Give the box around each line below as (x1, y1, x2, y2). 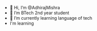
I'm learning (9, 20, 34, 26)
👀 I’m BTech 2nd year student (9, 10, 70, 16)
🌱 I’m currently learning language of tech (9, 15, 93, 21)
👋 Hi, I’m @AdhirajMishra (9, 5, 60, 10)
